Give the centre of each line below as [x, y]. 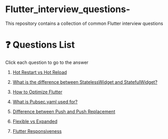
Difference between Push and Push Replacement [64, 111]
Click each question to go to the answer [47, 62]
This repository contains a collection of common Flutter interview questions [84, 23]
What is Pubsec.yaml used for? [45, 101]
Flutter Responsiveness [37, 131]
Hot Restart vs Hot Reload [40, 72]
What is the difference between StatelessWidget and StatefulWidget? [85, 82]
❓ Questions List [40, 45]
